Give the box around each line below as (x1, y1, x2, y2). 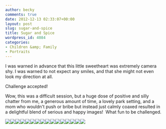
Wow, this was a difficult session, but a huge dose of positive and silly (5, 93, 149, 99)
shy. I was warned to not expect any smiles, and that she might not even (5, 68, 154, 74)
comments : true (5, 12, 37, 17)
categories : (5, 40, 30, 45)
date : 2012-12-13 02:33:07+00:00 (5, 16, 75, 21)
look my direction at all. (5, 73, 53, 79)
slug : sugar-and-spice (5, 26, 52, 31)
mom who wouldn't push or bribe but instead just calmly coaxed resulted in (5, 103, 160, 109)
